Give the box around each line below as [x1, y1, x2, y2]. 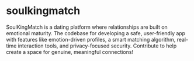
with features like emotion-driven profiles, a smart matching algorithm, [6, 36, 176, 43]
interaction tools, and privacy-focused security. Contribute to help [18, 42, 177, 49]
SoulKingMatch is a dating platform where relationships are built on [6, 23, 168, 30]
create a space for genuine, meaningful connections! [6, 48, 133, 55]
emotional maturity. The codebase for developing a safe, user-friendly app [6, 29, 186, 36]
